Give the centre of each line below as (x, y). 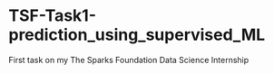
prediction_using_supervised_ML (137, 35)
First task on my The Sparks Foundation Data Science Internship (129, 60)
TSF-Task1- (53, 16)
